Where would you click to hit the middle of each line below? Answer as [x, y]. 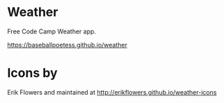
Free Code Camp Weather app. [51, 31]
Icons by [32, 73]
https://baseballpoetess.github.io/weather [67, 45]
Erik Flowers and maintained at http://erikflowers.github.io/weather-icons [112, 92]
